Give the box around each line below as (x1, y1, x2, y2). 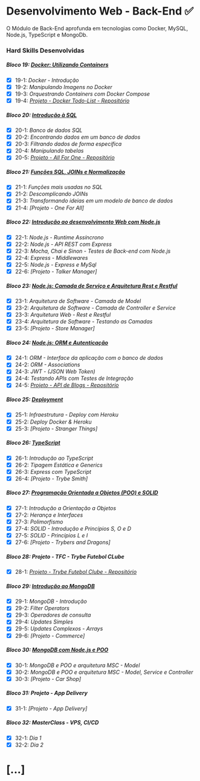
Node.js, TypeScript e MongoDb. (6, 31, 88, 38)
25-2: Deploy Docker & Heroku (15, 418, 92, 425)
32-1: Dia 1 (15, 734, 42, 742)
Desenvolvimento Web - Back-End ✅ (6, 4, 194, 18)
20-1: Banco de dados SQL (15, 127, 83, 134)
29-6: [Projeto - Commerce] (15, 632, 85, 639)
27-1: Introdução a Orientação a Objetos (15, 504, 117, 511)
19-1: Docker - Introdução (15, 76, 79, 84)
